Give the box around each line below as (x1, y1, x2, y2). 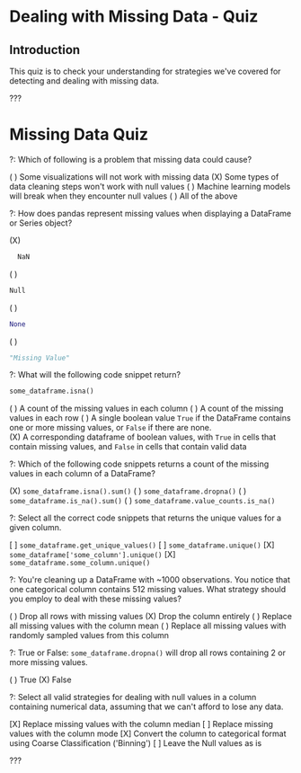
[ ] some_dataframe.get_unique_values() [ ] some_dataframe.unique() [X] (9, 539, 275, 550)
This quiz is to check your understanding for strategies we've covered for (9, 66, 281, 76)
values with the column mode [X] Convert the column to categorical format (9, 728, 287, 739)
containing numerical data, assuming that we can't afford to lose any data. (9, 701, 284, 712)
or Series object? (9, 218, 73, 228)
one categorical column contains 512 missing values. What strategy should (9, 584, 286, 595)
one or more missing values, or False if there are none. (9, 422, 212, 433)
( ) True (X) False (9, 674, 72, 685)
